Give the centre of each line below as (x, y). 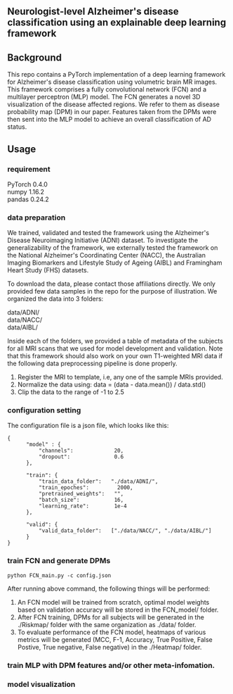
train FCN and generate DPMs (59, 561)
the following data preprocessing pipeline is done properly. (92, 364)
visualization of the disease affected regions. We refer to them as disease (113, 104)
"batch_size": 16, (81, 500)
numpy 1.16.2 (26, 191)
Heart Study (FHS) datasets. (48, 270)
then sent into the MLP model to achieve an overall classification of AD (109, 120)
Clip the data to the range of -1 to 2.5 (71, 392)
